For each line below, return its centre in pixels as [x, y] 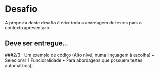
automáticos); [19, 65]
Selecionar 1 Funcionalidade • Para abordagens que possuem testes [74, 60]
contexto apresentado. [28, 27]
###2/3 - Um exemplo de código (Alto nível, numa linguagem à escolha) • [80, 55]
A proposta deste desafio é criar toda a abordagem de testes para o [73, 23]
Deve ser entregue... [37, 43]
